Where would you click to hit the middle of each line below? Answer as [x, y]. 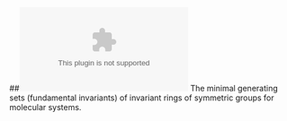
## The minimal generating [143, 88]
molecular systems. [45, 107]
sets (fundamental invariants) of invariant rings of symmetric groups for [142, 98]
